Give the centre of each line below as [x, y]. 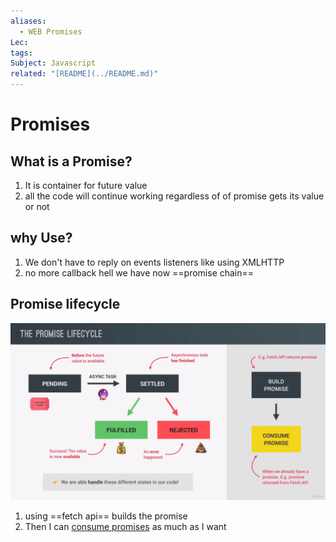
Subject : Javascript [53, 63]
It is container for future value [86, 185]
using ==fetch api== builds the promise [106, 516]
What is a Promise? [71, 161]
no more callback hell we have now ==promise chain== [139, 272]
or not [37, 206]
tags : [21, 53]
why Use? [41, 238]
